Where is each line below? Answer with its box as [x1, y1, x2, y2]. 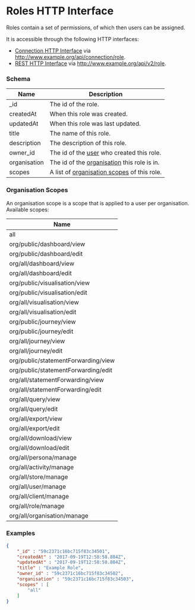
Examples [6, 529, 36, 538]
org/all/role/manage [9, 501, 65, 510]
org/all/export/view [9, 414, 62, 423]
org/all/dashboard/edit [9, 269, 73, 277]
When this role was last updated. [49, 119, 141, 128]
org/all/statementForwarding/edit [9, 385, 102, 393]
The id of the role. [49, 100, 99, 109]
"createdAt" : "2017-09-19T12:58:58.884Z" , [17, 554, 127, 560]
